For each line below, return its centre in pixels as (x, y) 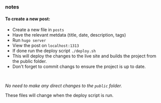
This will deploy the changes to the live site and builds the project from (84, 56)
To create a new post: (28, 19)
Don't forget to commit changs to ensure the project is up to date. (79, 67)
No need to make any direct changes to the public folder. (64, 86)
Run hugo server (29, 40)
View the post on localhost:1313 (45, 46)
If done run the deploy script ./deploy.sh (54, 51)
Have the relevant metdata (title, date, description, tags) (69, 35)
